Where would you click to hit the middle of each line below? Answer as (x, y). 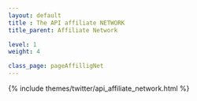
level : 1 (22, 44)
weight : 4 (24, 52)
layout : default (35, 15)
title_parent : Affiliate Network (63, 30)
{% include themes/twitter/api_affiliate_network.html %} (99, 88)
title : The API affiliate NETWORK (67, 23)
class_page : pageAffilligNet (56, 66)
